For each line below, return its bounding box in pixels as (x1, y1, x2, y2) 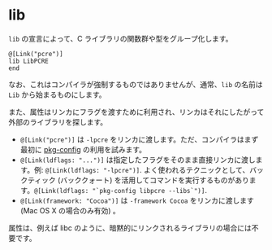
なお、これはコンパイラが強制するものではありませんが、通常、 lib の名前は (8, 79, 263, 89)
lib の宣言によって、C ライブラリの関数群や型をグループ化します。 (8, 33, 233, 43)
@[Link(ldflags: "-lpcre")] (45, 166, 140, 174)
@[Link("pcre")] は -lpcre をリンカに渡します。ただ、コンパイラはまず (19, 134, 259, 144)
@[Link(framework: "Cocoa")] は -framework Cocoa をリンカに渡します (19, 195, 254, 205)
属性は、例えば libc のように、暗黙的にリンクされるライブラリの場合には (8, 222, 252, 233)
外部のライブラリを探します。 (8, 116, 108, 127)
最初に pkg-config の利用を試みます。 (19, 144, 147, 154)
